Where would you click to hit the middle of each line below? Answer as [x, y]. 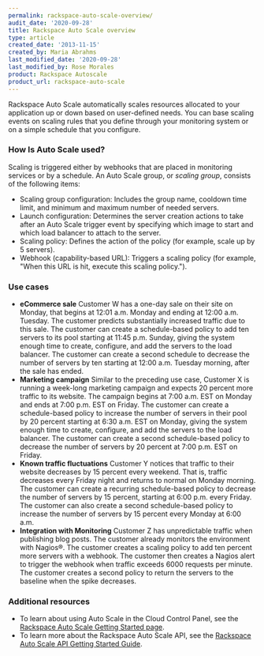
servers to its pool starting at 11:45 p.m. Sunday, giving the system [127, 337]
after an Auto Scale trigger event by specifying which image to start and [136, 224]
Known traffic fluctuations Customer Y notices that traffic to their [127, 464]
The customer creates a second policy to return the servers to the [126, 573]
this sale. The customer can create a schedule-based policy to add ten [134, 330]
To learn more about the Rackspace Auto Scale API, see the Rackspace [135, 635]
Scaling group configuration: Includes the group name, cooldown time [133, 199]
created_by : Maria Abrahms [52, 52]
